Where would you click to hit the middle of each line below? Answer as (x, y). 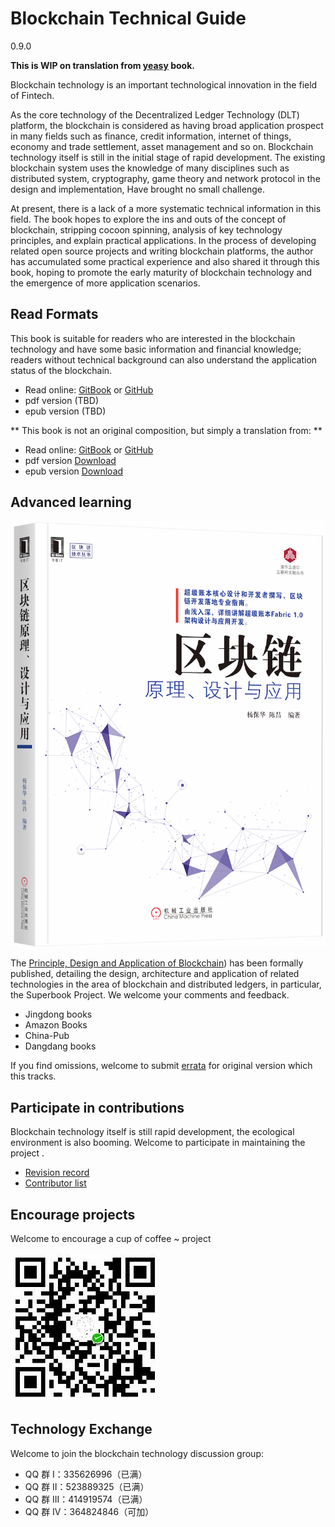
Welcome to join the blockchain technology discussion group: (137, 1453)
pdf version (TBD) (61, 400)
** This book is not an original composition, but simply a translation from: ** (166, 430)
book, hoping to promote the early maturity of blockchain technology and (161, 272)
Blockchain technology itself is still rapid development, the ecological (152, 1132)
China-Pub (47, 1036)
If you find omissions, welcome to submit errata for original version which (161, 1066)
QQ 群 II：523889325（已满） (87, 1486)
